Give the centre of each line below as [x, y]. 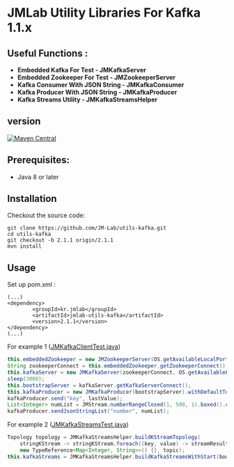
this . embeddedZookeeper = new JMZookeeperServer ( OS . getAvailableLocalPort [118, 360]
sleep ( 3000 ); [26, 379]
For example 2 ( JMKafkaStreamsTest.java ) [68, 425]
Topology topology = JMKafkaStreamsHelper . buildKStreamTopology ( [104, 437]
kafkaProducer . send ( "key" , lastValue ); [65, 398]
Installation [32, 199]
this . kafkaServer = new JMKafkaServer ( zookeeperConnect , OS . [98, 372]
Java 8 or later [38, 177]
